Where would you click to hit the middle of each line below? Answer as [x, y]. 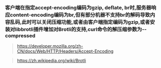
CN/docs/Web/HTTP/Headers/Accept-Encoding [65, 51]
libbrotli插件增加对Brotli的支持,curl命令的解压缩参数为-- [81, 29]
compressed [20, 36]
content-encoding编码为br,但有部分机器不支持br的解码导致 [80, 14]
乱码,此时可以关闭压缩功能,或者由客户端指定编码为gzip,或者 [80, 22]
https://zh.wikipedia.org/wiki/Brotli [51, 61]
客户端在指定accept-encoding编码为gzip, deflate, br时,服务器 [78, 7]
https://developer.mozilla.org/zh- [50, 46]
